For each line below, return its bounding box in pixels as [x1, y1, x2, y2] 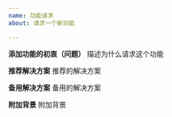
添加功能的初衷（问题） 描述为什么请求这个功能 [8, 49, 164, 58]
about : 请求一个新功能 [8, 19, 76, 27]
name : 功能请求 [8, 11, 54, 20]
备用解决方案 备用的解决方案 [8, 83, 101, 92]
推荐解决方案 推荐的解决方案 [8, 65, 101, 76]
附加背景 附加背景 [8, 99, 66, 109]
